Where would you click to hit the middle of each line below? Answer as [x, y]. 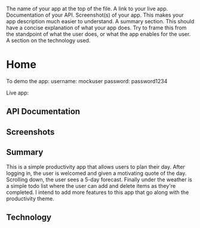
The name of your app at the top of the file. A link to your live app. [87, 9]
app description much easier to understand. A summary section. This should [100, 21]
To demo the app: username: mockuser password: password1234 [87, 81]
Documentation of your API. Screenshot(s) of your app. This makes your [95, 15]
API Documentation [43, 112]
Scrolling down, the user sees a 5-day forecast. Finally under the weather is [99, 180]
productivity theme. [30, 198]
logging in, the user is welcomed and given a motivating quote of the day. [96, 173]
